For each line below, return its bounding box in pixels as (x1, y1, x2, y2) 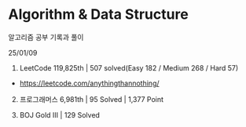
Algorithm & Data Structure (8, 5, 189, 24)
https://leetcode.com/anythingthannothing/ (19, 78, 160, 88)
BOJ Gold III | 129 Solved (19, 110, 101, 119)
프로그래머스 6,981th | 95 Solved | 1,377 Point (19, 94, 163, 103)
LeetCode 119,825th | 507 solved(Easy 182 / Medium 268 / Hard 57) (19, 63, 239, 72)
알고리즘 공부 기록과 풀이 (8, 32, 84, 42)
